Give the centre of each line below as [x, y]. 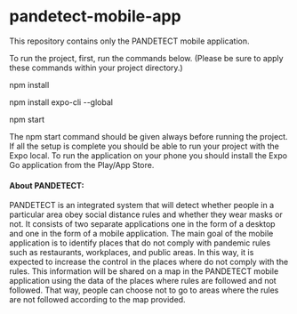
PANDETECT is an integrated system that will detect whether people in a [142, 205]
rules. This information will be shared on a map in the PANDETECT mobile [144, 271]
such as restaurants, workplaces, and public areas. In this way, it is [132, 253]
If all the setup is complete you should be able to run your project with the [144, 146]
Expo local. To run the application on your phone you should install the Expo [148, 155]
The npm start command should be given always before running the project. [148, 136]
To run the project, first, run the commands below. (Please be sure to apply [146, 58]
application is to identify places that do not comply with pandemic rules [140, 243]
